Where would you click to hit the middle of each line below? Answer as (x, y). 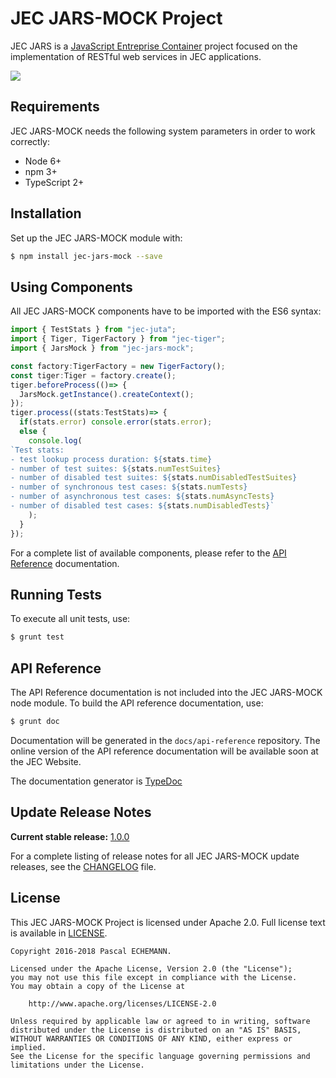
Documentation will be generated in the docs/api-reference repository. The (165, 740)
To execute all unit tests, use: (70, 619)
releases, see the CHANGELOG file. (83, 866)
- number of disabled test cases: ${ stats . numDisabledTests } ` (142, 506)
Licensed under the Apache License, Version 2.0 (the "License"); (151, 968)
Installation (46, 213)
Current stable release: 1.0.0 (70, 836)
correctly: (30, 141)
